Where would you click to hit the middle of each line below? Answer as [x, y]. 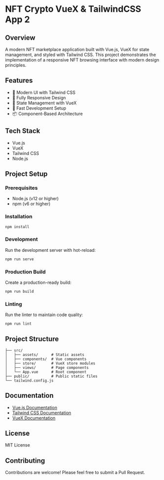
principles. [16, 65]
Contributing [25, 461]
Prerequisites [21, 188]
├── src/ [14, 350]
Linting [14, 304]
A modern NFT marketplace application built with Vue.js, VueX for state [77, 49]
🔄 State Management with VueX [44, 103]
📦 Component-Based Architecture [47, 114]
